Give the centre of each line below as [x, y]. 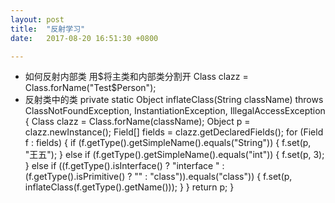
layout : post [37, 19]
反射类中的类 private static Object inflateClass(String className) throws [174, 100]
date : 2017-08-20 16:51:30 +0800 [84, 38]
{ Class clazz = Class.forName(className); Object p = [137, 122]
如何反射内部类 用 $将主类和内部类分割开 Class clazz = [136, 77]
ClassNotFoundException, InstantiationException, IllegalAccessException [175, 111]
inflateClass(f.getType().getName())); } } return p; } [129, 187]
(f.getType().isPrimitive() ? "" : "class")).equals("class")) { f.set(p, [158, 177]
